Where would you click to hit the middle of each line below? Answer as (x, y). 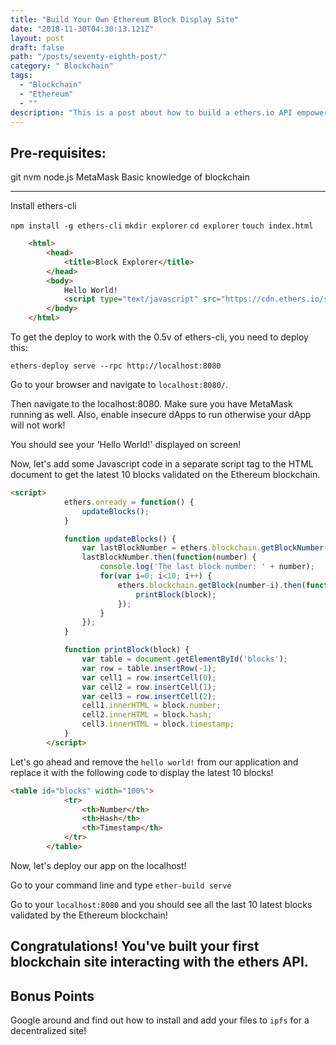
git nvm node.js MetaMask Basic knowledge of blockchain (130, 177)
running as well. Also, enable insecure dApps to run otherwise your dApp (161, 415)
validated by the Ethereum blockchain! (89, 915)
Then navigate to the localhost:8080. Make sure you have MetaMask (151, 404)
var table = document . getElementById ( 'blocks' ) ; (184, 659)
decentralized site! (48, 1031)
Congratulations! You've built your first (135, 946)
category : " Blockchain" (62, 66)
